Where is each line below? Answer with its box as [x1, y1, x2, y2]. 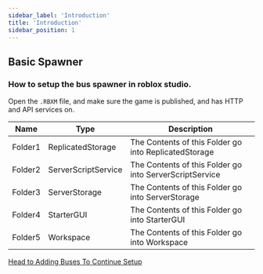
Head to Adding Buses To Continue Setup [8, 257, 142, 267]
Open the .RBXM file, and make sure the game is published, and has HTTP [8, 97, 244, 106]
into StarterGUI [130, 214, 186, 225]
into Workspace [130, 237, 189, 248]
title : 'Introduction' [8, 19, 82, 27]
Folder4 [12, 210, 41, 221]
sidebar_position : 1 [8, 26, 76, 34]
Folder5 [12, 232, 41, 243]
